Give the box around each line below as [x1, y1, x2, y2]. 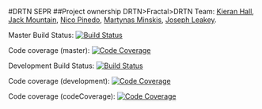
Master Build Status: [8, 31, 74, 39]
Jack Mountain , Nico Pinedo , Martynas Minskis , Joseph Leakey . [8, 15, 217, 24]
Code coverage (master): [8, 46, 90, 54]
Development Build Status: [8, 61, 95, 70]
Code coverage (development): [8, 77, 110, 85]
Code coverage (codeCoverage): [8, 92, 116, 101]
